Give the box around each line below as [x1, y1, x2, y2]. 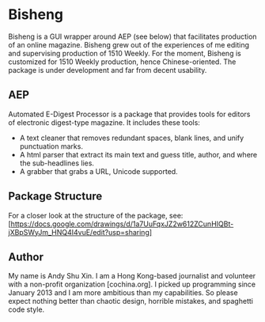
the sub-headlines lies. [19, 158, 95, 168]
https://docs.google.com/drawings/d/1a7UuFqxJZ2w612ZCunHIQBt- [10, 219, 234, 229]
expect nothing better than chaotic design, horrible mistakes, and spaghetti [8, 297, 253, 306]
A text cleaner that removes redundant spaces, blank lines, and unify [19, 133, 244, 142]
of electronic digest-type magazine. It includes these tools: [8, 117, 200, 127]
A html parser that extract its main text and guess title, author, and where [19, 150, 258, 159]
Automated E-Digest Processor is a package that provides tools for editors [8, 109, 251, 119]
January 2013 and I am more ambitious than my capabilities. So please [8, 288, 239, 297]
